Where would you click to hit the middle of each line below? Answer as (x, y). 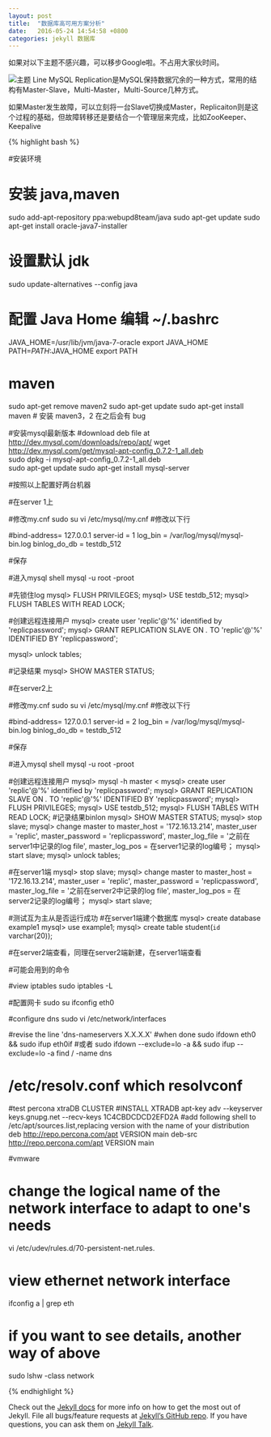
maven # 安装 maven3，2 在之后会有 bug (77, 416)
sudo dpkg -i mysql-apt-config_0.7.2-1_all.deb (85, 459)
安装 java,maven (64, 194)
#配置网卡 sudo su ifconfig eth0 (61, 1002)
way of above (55, 1353)
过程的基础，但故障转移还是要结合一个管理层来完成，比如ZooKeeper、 (133, 117)
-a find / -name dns (80, 1053)
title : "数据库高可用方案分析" (57, 23)
